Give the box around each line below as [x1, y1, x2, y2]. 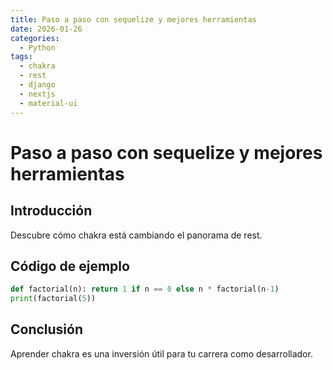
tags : [10, 52, 33, 62]
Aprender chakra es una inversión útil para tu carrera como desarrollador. [10, 347, 313, 360]
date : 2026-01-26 [10, 24, 83, 34]
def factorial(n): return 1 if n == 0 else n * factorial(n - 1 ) [10, 284, 280, 295]
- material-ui [19, 98, 78, 108]
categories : [10, 33, 60, 43]
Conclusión [10, 321, 84, 338]
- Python [19, 42, 56, 53]
